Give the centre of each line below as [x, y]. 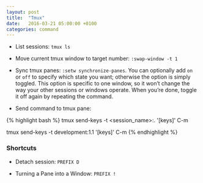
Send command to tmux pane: [53, 109]
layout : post [23, 12]
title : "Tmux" [26, 18]
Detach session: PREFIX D [47, 162]
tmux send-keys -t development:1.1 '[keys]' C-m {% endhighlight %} [92, 132]
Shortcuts [21, 148]
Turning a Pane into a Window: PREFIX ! [65, 173]
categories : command [33, 29]
